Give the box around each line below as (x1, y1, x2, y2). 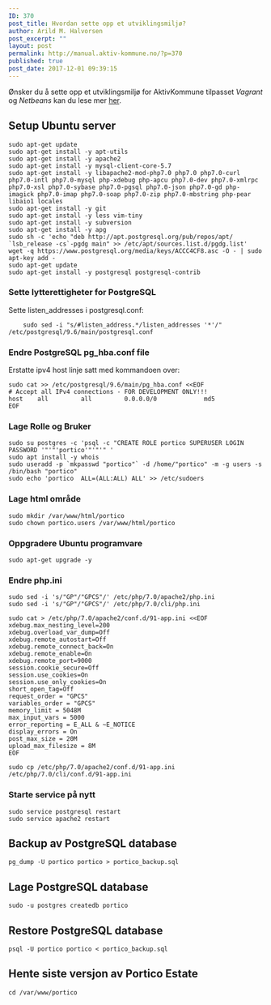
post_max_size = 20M (8, 735, 78, 743)
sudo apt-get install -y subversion (8, 218, 132, 227)
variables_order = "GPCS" (8, 699, 95, 708)
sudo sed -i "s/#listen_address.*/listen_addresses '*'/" (23, 321, 222, 329)
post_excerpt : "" (8, 34, 67, 43)
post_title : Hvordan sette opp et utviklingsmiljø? (8, 19, 186, 28)
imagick (8, 190, 35, 199)
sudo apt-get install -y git (8, 204, 107, 212)
